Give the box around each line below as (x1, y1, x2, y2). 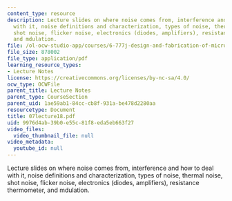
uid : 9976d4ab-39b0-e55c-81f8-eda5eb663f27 (7, 119, 135, 126)
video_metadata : (7, 139, 54, 146)
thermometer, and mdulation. (7, 186, 90, 194)
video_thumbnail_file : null (13, 132, 95, 139)
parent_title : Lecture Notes (7, 87, 91, 94)
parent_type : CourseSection (7, 94, 88, 101)
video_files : (7, 126, 45, 133)
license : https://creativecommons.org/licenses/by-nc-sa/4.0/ (7, 74, 190, 82)
